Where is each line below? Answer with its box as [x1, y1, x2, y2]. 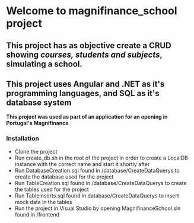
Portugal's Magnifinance [6, 120, 69, 127]
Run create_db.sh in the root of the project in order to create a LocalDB [14, 154, 188, 161]
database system [6, 97, 72, 107]
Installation [6, 135, 40, 143]
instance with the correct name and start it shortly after [14, 160, 150, 167]
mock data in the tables [14, 198, 72, 205]
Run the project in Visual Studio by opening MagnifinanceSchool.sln [14, 205, 181, 212]
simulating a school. [6, 59, 83, 69]
